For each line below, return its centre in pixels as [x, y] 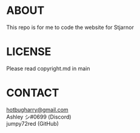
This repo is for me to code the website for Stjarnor [70, 27]
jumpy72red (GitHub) [33, 123]
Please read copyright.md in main [48, 68]
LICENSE [29, 52]
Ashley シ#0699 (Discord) [39, 117]
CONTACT [33, 93]
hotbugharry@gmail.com [37, 109]
